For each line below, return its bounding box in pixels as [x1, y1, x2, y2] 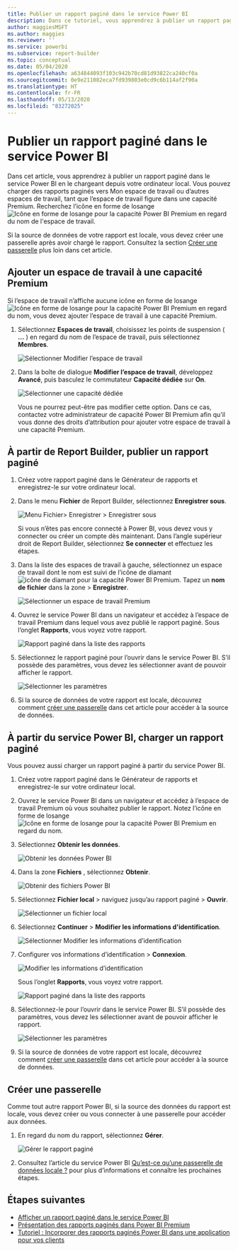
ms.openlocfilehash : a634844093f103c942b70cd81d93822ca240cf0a [7, 69, 198, 77]
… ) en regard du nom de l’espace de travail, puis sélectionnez [17, 333, 200, 341]
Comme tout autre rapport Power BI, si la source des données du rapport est [7, 1102, 231, 1111]
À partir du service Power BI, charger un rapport [7, 731, 225, 743]
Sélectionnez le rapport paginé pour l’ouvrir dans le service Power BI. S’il [17, 653, 231, 662]
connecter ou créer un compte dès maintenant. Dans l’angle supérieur [17, 532, 222, 540]
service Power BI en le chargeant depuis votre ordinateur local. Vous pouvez [7, 179, 231, 188]
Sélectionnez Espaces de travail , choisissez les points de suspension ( [17, 325, 225, 333]
